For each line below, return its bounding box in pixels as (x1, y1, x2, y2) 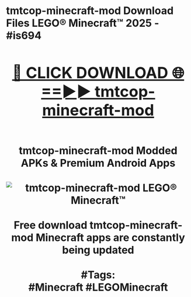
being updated (62, 243, 134, 257)
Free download (13, 218, 88, 232)
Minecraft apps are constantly (36, 231, 185, 244)
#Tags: (81, 268, 116, 281)
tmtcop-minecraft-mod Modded (19, 144, 178, 157)
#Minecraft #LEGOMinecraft (28, 281, 168, 293)
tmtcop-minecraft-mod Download (6, 4, 174, 18)
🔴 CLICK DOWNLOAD (12, 63, 168, 82)
